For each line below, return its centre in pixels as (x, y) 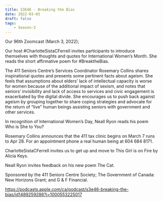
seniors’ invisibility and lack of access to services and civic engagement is (80, 92)
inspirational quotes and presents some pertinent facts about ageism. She (79, 76)
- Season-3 (25, 28)
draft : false (18, 18)
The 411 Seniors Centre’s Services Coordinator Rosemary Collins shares (77, 71)
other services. (20, 112)
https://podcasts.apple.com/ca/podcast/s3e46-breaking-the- (67, 189)
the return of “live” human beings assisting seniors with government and (78, 107)
